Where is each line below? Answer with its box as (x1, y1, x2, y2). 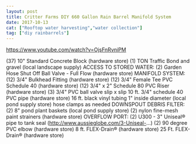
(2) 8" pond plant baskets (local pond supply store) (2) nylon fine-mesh (6, 107, 178, 114)
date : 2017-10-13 (6, 19, 49, 25)
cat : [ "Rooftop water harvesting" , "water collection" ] (6, 24, 143, 31)
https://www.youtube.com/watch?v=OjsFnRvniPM (6, 46, 127, 53)
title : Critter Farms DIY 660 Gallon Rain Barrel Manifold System (6, 14, 171, 20)
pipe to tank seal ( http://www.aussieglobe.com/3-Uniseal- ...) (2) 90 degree (6, 120, 188, 127)
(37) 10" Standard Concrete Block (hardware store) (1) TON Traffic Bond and (6, 58, 190, 65)
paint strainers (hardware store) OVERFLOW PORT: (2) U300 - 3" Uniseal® (6, 113, 185, 120)
